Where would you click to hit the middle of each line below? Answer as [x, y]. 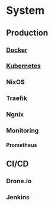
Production [27, 33]
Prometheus [22, 145]
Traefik [17, 98]
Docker [17, 50]
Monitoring [23, 131]
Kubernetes [23, 66]
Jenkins [18, 197]
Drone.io [19, 181]
